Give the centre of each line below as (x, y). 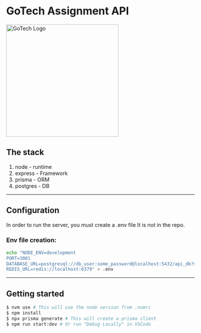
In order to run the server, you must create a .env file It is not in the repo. (96, 225)
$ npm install (24, 313)
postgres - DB (32, 186)
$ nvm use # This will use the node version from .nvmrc (79, 308)
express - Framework (41, 173)
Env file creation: (31, 240)
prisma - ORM (32, 179)
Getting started (35, 294)
